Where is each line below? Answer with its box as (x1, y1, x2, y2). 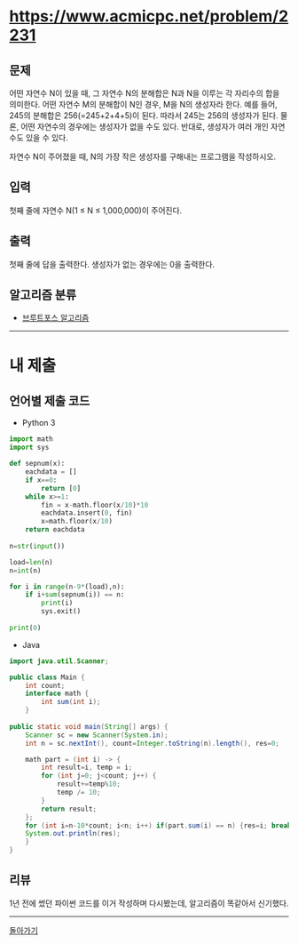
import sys (9, 443, 50, 452)
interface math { (25, 689, 90, 699)
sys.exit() (41, 607, 82, 616)
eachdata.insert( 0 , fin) (41, 508, 133, 517)
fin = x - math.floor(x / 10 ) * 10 (41, 500, 149, 509)
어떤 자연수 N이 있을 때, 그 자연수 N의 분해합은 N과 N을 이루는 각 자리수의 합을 (9, 88, 280, 99)
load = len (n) (9, 557, 53, 566)
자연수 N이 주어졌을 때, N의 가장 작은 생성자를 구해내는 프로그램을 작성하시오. (9, 151, 277, 162)
